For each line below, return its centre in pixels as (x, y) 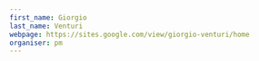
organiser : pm (36, 43)
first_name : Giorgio (49, 17)
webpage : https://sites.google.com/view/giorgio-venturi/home (129, 34)
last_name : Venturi (46, 26)
